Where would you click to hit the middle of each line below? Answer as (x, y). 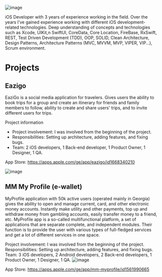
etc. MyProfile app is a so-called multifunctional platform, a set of (71, 219)
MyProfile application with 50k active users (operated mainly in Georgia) (77, 198)
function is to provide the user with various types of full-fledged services (78, 230)
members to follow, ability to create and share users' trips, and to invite (76, 108)
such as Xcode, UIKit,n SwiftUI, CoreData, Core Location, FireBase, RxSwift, (81, 32)
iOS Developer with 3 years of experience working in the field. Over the (77, 17)
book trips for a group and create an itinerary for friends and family (72, 103)
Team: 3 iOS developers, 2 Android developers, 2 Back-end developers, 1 (78, 255)
